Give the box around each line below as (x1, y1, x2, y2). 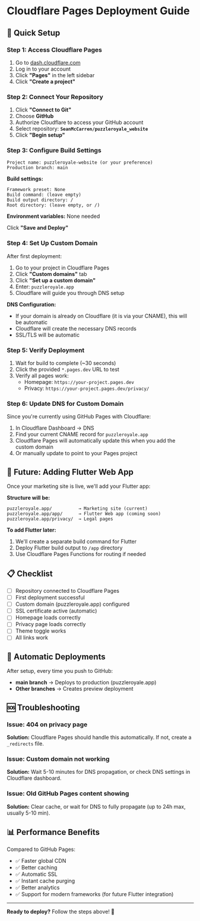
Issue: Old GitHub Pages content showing (7, 789, 129, 798)
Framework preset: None (7, 187, 66, 193)
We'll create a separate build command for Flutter (15, 538, 137, 545)
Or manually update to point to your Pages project (15, 450, 138, 457)
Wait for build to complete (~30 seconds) (15, 360, 116, 367)
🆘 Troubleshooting (7, 702, 80, 713)
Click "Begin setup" (15, 132, 65, 139)
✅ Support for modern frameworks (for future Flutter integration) (15, 891, 174, 898)
